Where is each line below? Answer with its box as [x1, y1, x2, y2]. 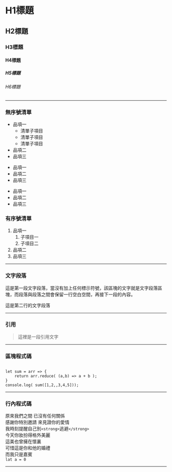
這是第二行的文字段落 [5, 302, 50, 308]
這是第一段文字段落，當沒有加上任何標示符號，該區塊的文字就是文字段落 [5, 285, 158, 291]
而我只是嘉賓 [5, 451, 32, 458]
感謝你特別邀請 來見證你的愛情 [5, 419, 70, 425]
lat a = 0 [5, 457, 27, 462]
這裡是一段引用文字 [17, 333, 59, 339]
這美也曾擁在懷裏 [5, 439, 41, 445]
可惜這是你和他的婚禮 [5, 445, 50, 451]
